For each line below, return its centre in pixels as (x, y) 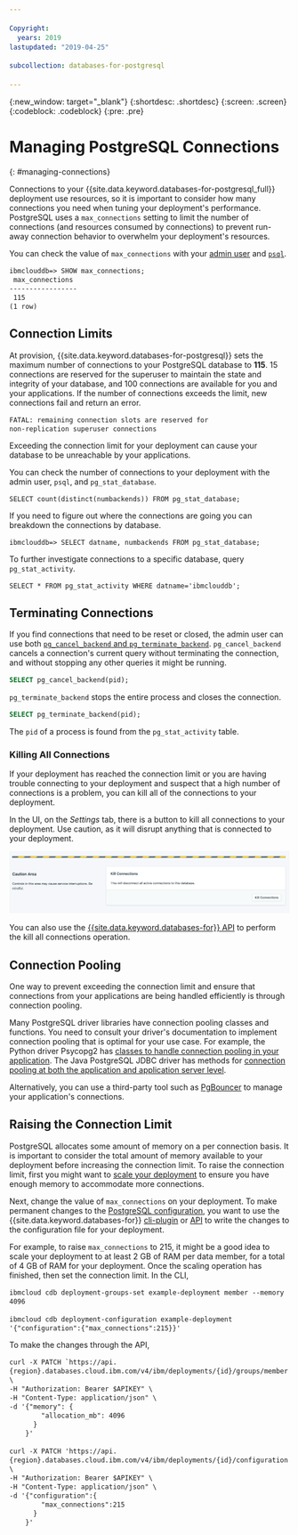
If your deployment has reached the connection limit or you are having (138, 774)
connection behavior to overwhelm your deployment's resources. (150, 236)
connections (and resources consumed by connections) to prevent (132, 226)
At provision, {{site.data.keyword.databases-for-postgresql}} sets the (137, 355)
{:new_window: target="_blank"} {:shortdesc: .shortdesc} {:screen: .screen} (148, 102)
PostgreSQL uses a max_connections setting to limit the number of (129, 217)
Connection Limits (61, 334)
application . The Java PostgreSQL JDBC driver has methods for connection (148, 1060)
